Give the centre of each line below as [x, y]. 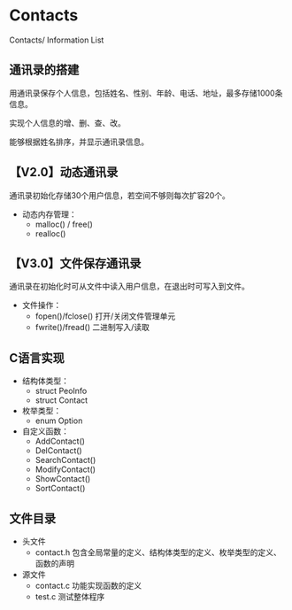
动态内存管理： [49, 214]
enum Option [59, 421]
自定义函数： [45, 431]
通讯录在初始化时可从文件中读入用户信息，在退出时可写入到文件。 [129, 286]
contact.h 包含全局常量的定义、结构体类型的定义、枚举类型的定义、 [158, 552]
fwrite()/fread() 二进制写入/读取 [92, 328]
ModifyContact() [65, 469]
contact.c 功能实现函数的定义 [88, 586]
